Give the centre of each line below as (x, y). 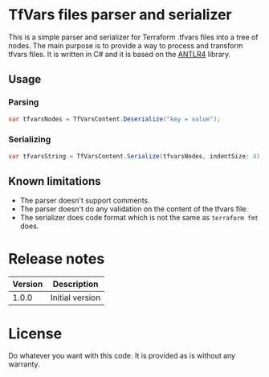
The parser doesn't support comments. (85, 201)
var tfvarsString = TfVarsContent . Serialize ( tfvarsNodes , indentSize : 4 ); (136, 156)
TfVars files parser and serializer (120, 15)
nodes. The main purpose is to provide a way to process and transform (126, 45)
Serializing (30, 140)
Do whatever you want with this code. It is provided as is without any (122, 356)
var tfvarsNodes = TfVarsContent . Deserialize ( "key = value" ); (114, 119)
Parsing (24, 102)
